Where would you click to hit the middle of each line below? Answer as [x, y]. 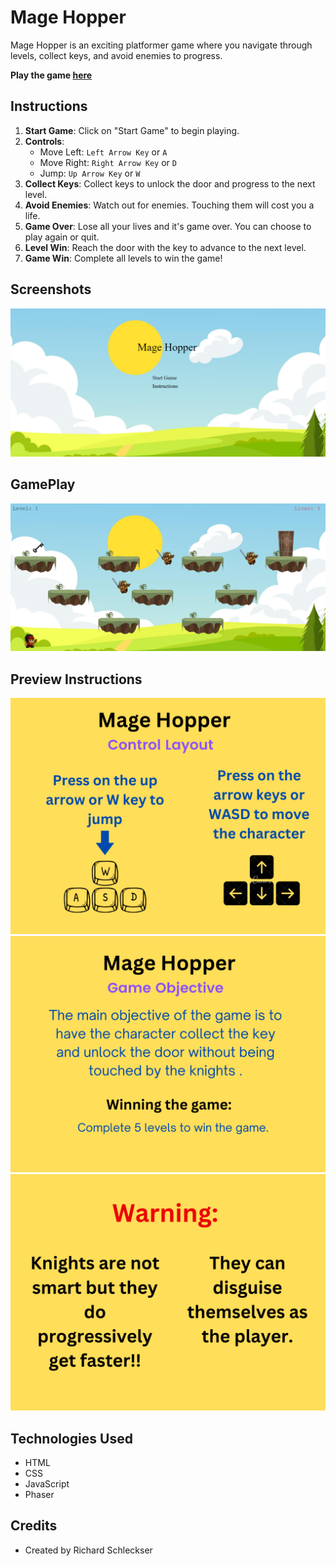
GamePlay [43, 484]
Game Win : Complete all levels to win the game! [123, 258]
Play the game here [51, 75]
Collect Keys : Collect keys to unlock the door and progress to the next [170, 183]
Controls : [44, 141]
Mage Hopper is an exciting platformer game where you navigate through [161, 45]
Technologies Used [71, 1438]
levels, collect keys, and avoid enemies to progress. [116, 55]
